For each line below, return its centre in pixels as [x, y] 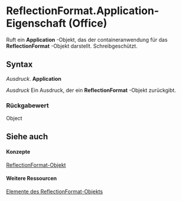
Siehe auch [27, 137]
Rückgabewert [27, 106]
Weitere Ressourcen [32, 179]
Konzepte [18, 152]
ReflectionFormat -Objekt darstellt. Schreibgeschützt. [72, 46]
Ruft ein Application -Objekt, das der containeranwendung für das [87, 39]
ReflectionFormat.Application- [82, 11]
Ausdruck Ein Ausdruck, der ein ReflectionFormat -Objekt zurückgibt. [91, 90]
